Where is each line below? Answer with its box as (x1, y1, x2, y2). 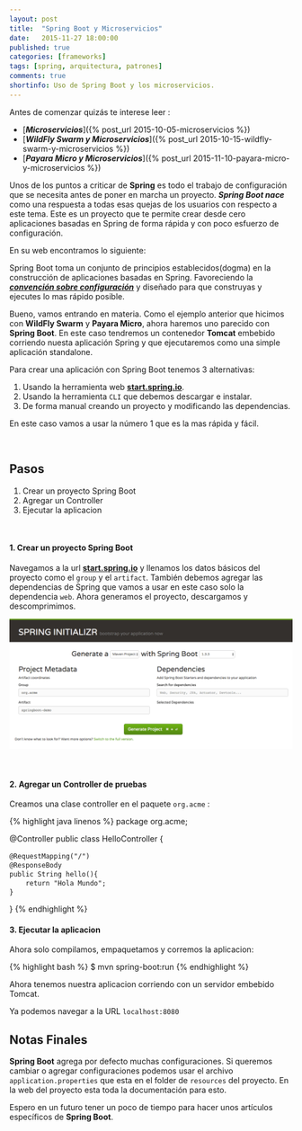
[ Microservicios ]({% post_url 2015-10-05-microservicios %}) (22, 124, 251, 135)
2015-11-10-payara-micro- (192, 153, 290, 164)
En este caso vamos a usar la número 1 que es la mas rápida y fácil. (9, 418, 259, 429)
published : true (9, 43, 70, 52)
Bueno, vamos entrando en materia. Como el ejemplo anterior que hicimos (9, 308, 285, 319)
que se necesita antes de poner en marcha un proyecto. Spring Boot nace (9, 189, 285, 200)
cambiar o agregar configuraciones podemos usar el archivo (9, 1065, 234, 1076)
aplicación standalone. (9, 346, 93, 357)
